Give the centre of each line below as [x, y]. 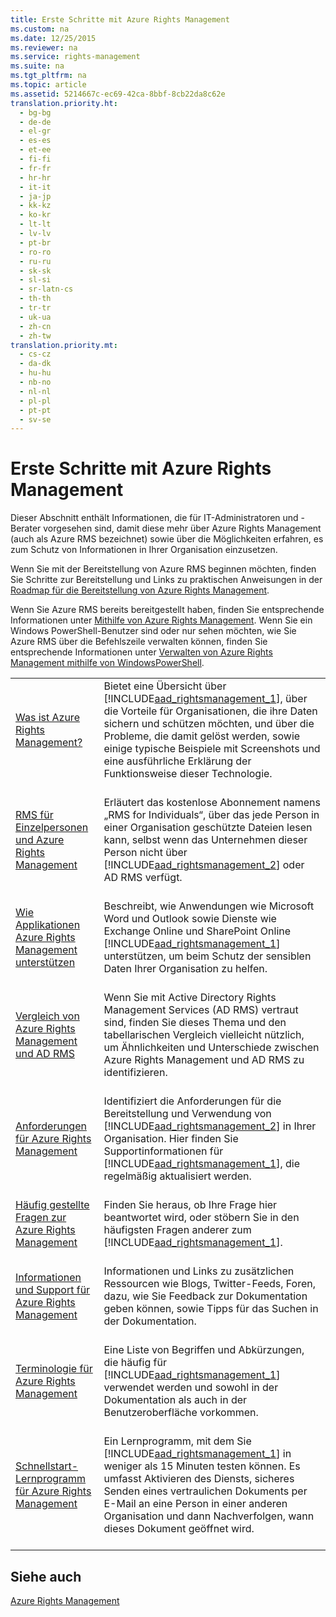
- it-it [35, 187]
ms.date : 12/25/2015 [53, 38]
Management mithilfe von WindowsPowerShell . [107, 663]
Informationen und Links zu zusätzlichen [199, 1271]
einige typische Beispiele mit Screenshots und [212, 749]
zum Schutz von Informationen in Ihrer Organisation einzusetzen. [144, 550]
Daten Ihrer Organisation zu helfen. [185, 969]
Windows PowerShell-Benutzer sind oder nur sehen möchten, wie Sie [153, 631]
